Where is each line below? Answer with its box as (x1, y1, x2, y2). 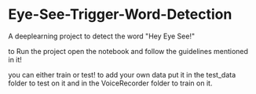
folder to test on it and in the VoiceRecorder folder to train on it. (8, 78, 213, 88)
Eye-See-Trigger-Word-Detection (8, 5, 232, 23)
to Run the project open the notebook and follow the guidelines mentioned (8, 46, 249, 56)
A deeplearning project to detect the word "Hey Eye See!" (8, 31, 195, 41)
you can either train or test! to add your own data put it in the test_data (8, 70, 236, 79)
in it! (8, 55, 22, 64)
